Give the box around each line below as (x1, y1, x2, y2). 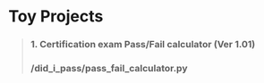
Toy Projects (8, 6, 104, 27)
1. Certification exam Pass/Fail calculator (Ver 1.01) (30, 38, 256, 51)
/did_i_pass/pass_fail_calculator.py (30, 62, 188, 75)
